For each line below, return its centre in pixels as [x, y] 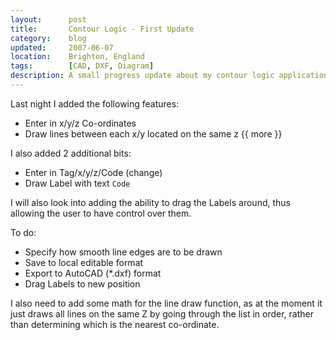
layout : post [48, 19]
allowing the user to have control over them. [101, 213]
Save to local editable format [84, 262]
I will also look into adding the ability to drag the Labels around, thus [150, 202]
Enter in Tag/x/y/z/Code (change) [93, 172]
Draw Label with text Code [77, 183]
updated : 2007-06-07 [62, 47]
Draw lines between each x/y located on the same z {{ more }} [153, 133]
